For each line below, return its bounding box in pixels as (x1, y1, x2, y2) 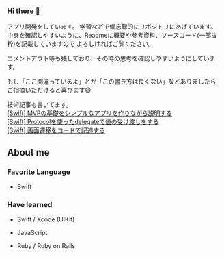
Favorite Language (7, 167, 70, 177)
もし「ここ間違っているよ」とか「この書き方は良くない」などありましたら (7, 77, 216, 86)
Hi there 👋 (7, 6, 41, 16)
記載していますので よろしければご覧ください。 (21, 40, 155, 48)
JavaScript (16, 229, 48, 237)
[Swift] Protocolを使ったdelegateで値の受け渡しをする (7, 118, 159, 126)
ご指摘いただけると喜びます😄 (7, 86, 92, 95)
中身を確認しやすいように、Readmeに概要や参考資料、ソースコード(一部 (7, 31, 212, 40)
